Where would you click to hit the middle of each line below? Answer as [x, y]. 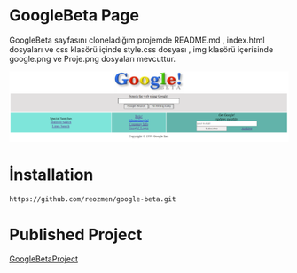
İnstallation [51, 175]
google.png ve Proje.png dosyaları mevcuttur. [92, 58]
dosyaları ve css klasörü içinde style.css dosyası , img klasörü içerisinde [141, 49]
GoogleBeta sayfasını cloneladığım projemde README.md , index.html [137, 40]
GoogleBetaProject [43, 259]
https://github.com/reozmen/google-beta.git [93, 199]
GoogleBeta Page [74, 16]
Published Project [76, 234]
